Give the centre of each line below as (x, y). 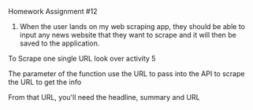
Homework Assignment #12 (53, 11)
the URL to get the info (45, 82)
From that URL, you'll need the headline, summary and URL (104, 97)
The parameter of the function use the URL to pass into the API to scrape (126, 73)
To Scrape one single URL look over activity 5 (82, 59)
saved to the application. (60, 43)
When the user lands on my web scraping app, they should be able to (132, 26)
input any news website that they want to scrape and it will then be (128, 35)
